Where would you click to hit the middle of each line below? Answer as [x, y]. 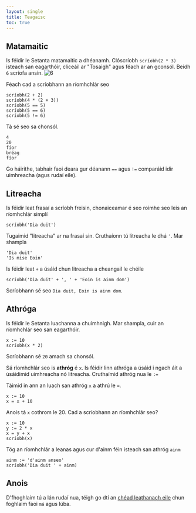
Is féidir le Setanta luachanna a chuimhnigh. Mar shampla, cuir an [85, 323]
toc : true [18, 22]
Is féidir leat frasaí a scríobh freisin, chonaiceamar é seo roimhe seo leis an [97, 208]
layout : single [25, 11]
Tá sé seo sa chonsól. [32, 126]
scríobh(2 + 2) [25, 95]
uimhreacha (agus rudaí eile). [42, 175]
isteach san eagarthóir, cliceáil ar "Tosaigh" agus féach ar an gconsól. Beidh [98, 67]
